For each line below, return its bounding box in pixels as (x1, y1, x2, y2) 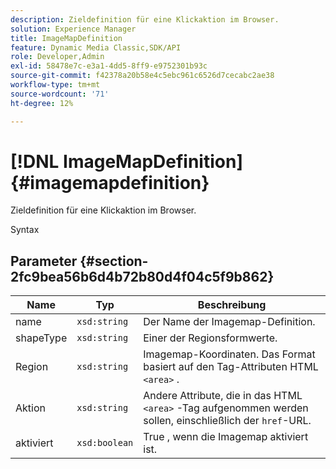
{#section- (79, 252, 149, 270)
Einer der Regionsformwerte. (143, 331, 278, 345)
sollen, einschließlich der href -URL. (143, 414, 312, 428)
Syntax (10, 224, 40, 236)
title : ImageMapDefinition (10, 33, 123, 43)
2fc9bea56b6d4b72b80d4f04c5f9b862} (10, 268, 275, 285)
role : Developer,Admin (10, 52, 105, 62)
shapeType (15, 331, 68, 345)
